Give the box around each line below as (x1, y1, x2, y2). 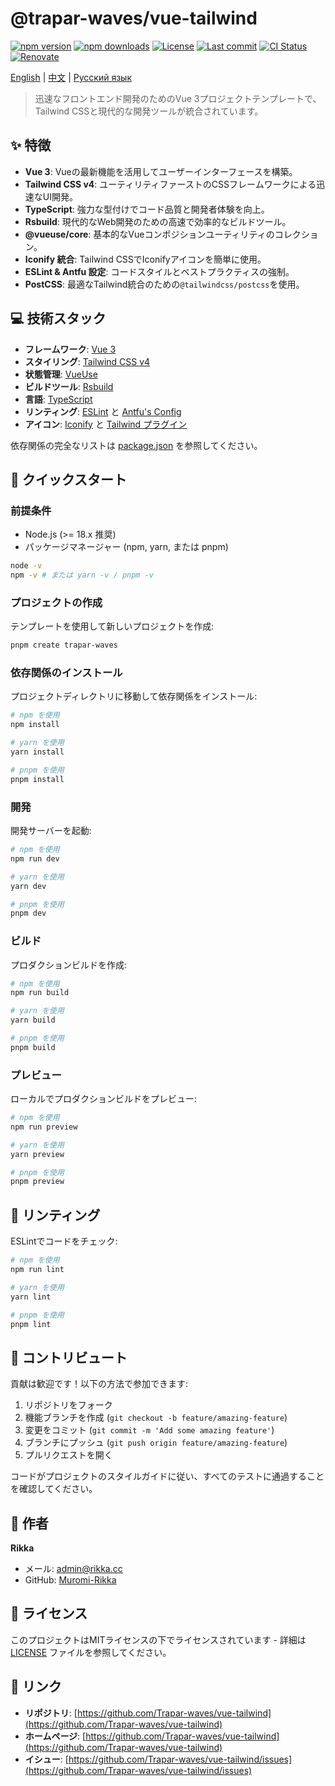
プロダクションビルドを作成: (10, 958, 128, 971)
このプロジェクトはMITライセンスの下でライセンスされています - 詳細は (10, 1633, 307, 1646)
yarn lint (10, 1292, 52, 1302)
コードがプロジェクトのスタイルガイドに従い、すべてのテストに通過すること (10, 1470, 325, 1482)
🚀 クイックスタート (10, 471, 128, 488)
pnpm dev (10, 908, 47, 919)
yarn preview (10, 1149, 65, 1159)
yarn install (10, 747, 65, 757)
